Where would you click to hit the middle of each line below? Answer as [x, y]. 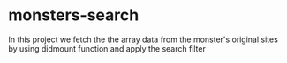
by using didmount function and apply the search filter [107, 48]
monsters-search [74, 15]
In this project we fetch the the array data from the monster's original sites [143, 39]
